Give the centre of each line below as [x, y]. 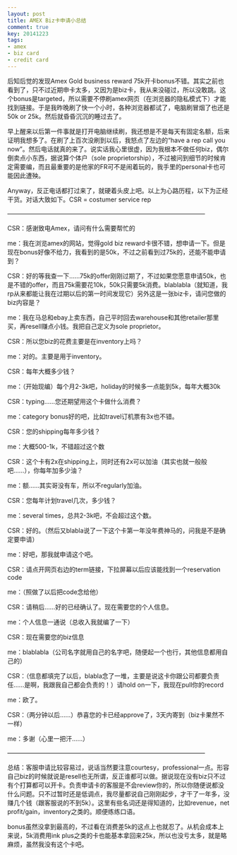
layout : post [26, 14]
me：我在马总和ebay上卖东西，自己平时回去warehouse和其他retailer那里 [113, 317]
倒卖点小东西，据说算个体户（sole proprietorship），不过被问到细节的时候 [114, 158]
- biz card [23, 54]
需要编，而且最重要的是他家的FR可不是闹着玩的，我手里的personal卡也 [116, 166]
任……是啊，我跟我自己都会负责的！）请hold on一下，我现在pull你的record [116, 685]
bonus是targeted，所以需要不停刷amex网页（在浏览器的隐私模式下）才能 [120, 98]
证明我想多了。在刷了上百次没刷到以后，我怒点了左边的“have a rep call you [116, 140]
